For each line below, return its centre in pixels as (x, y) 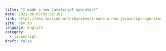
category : (15, 32)
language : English (24, 28)
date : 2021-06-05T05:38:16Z (34, 14)
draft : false (19, 41)
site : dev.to (19, 23)
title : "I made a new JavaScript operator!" (52, 9)
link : (11, 18)
